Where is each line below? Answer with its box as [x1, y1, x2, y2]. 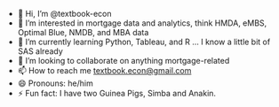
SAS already [17, 46, 64, 57]
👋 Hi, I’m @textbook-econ [17, 9, 112, 19]
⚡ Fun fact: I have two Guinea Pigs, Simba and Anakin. [17, 88, 216, 98]
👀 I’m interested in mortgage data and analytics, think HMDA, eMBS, [17, 18, 267, 28]
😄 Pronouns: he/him [17, 78, 93, 88]
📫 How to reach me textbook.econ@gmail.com [17, 65, 192, 75]
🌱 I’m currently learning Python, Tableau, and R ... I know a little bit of [17, 36, 271, 47]
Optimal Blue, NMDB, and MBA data [17, 27, 149, 37]
